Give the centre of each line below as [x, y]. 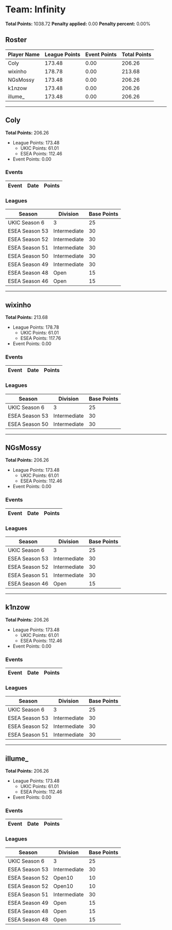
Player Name [24, 54]
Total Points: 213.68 [27, 317]
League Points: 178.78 [36, 327]
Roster [16, 40]
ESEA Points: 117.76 [41, 338]
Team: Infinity [36, 10]
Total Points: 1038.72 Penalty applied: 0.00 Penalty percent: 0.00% [78, 24]
